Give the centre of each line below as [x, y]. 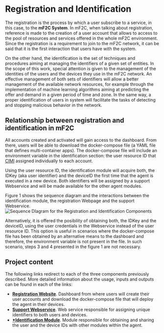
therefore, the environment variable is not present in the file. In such [73, 241]
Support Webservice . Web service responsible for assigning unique [81, 309]
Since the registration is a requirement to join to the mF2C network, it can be [82, 43]
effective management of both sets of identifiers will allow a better [72, 79]
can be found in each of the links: [39, 284]
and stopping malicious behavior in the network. [54, 105]
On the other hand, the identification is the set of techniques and [70, 58]
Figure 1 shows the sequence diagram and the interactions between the [77, 195]
